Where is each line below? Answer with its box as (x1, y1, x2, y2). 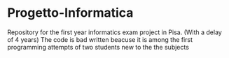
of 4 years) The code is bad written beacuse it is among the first (7, 35, 193, 43)
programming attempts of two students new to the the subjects (7, 43, 189, 51)
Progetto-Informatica (7, 5, 134, 21)
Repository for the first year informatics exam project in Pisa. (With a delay (7, 28, 222, 36)
